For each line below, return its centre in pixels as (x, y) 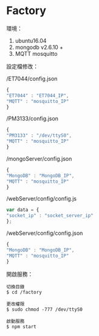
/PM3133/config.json (32, 119)
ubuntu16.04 (31, 40)
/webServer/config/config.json (45, 233)
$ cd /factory (24, 292)
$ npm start (21, 326)
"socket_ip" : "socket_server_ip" (50, 216)
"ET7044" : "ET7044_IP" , (38, 96)
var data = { (23, 210)
